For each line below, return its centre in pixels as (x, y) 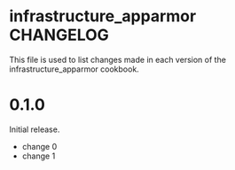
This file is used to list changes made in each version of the (117, 59)
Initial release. (35, 129)
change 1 (39, 156)
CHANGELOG (59, 35)
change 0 (39, 146)
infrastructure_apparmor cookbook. (74, 69)
